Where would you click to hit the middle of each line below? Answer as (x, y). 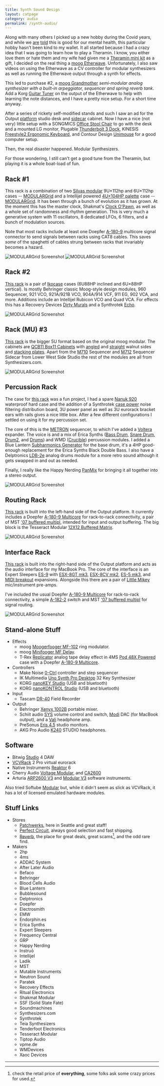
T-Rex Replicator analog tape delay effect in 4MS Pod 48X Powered (88, 657)
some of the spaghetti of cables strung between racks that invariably (74, 242)
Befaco (27, 873)
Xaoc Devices (33, 1055)
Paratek (27, 982)
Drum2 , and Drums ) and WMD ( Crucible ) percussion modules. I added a (78, 439)
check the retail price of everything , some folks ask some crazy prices (83, 1074)
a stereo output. (21, 475)
